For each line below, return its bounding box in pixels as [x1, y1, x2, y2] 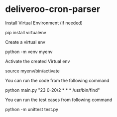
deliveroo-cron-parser [5, 3, 101, 15]
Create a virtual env [5, 39, 46, 45]
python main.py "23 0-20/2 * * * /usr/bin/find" [5, 87, 100, 93]
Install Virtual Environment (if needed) [5, 20, 83, 26]
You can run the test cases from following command [5, 97, 113, 103]
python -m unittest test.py [5, 106, 59, 112]
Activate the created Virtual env [5, 58, 70, 64]
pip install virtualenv [5, 29, 46, 35]
